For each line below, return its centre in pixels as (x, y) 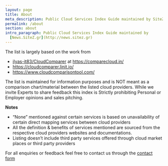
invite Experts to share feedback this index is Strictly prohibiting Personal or (83, 92)
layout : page (19, 10)
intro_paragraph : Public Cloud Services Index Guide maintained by (77, 33)
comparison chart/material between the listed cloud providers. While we (79, 87)
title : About (19, 14)
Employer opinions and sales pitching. (44, 97)
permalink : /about (24, 24)
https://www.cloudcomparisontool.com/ (53, 72)
